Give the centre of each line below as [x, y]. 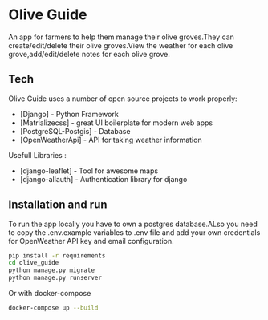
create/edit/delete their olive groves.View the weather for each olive [121, 45]
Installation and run [58, 205]
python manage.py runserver [55, 278]
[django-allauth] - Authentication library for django [104, 179]
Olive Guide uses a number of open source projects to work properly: [123, 99]
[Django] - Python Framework [69, 114]
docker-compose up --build [53, 308]
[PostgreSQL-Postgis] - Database [75, 131]
